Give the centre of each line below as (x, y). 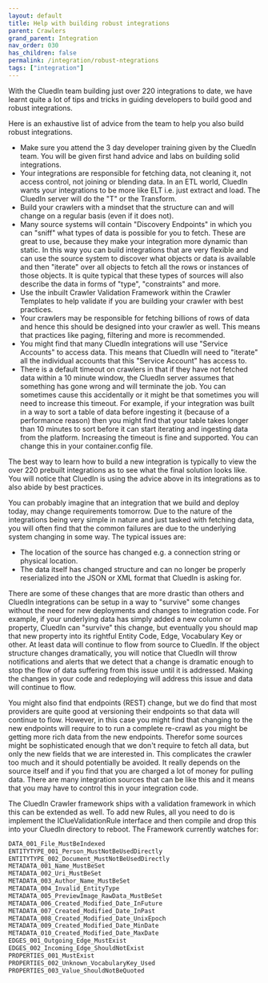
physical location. (49, 561)
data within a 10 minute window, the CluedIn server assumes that (127, 377)
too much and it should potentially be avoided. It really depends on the (124, 762)
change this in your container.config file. (86, 445)
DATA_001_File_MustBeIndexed (57, 843)
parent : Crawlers (37, 30)
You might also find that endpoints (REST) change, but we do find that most (133, 702)
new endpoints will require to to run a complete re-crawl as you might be (128, 728)
